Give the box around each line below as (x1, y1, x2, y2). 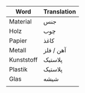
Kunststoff (9, 56, 38, 64)
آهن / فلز (43, 46, 67, 54)
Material (9, 18, 32, 25)
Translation (43, 8, 76, 15)
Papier (9, 36, 28, 45)
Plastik (9, 65, 28, 73)
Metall (9, 46, 27, 54)
